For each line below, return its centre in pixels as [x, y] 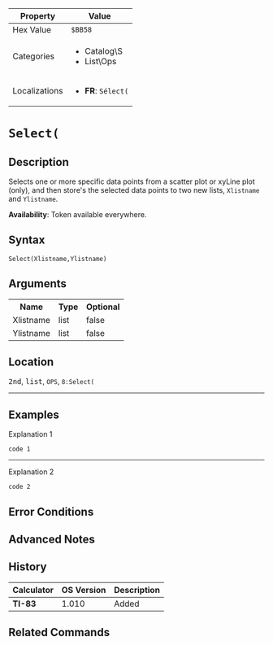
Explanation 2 [31, 472]
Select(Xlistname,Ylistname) [58, 259]
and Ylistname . [33, 199]
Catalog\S [104, 51]
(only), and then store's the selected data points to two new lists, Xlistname [134, 190]
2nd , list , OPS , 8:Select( [52, 381]
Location [31, 362]
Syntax [27, 240]
